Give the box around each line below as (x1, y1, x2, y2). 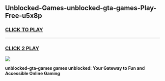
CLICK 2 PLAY (5, 45, 39, 52)
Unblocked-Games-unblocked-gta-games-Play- (5, 4, 157, 12)
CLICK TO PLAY (5, 27, 43, 33)
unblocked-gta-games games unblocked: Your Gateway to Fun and (5, 65, 145, 71)
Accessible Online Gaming (5, 70, 60, 76)
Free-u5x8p (5, 12, 43, 20)
